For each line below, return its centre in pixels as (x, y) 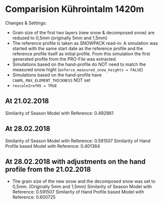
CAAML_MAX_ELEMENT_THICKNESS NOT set (51, 80)
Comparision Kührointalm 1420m (75, 9)
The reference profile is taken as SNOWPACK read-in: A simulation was (85, 43)
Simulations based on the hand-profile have (57, 75)
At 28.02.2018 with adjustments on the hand (75, 161)
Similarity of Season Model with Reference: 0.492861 (59, 113)
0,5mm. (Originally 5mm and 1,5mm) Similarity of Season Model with (82, 187)
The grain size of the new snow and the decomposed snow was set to (84, 181)
